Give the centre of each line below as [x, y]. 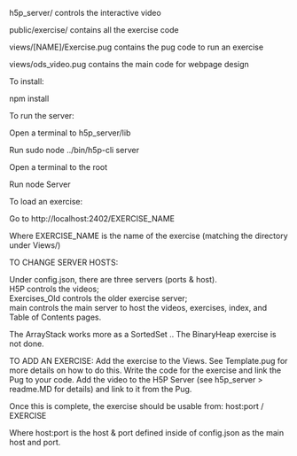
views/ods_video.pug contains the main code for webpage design [129, 64]
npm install [29, 98]
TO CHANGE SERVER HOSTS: [64, 262]
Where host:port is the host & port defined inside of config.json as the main [147, 433]
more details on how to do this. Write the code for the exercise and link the [145, 370]
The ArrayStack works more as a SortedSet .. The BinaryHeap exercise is [143, 334]
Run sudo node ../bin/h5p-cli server [74, 150]
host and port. [35, 442]
